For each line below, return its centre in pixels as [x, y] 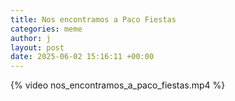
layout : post [37, 47]
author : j [31, 38]
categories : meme [46, 29]
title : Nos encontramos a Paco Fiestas [93, 19]
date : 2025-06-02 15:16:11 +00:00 [82, 57]
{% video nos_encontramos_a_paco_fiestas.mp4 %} [118, 85]
